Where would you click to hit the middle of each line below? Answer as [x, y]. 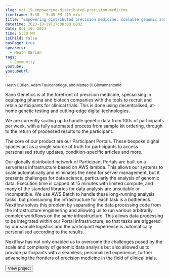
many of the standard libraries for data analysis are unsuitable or [73, 189]
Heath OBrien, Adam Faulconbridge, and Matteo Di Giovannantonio [63, 85]
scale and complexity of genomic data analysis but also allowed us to [77, 247]
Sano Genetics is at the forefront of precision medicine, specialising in [78, 95]
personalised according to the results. [45, 232]
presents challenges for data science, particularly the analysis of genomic [82, 178]
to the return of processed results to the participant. [59, 131]
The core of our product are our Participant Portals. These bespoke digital [82, 141]
